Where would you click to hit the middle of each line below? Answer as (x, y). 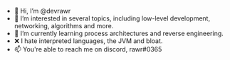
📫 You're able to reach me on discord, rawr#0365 (88, 49)
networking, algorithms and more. (64, 26)
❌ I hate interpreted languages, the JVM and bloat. (88, 41)
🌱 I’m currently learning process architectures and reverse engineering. (119, 33)
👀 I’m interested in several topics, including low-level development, (112, 18)
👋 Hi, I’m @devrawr (42, 11)
